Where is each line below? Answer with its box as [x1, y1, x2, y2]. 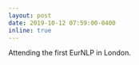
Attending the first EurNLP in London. [8, 48, 132, 58]
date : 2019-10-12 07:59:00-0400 [8, 19, 116, 27]
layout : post [8, 11, 52, 20]
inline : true [8, 26, 52, 34]
